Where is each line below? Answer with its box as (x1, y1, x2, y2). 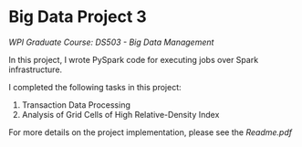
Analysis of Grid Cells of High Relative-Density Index (21, 109, 220, 120)
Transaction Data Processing (21, 99, 131, 110)
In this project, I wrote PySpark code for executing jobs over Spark (8, 54, 259, 65)
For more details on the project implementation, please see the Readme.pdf (8, 126, 293, 138)
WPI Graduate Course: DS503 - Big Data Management (8, 37, 214, 47)
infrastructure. (8, 64, 63, 75)
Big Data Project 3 (8, 6, 147, 27)
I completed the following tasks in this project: (8, 81, 182, 92)
